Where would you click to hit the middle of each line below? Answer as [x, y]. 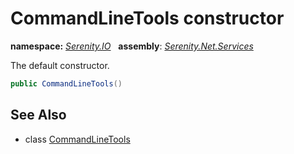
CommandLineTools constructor [147, 18]
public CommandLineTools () [66, 83]
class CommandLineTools [77, 139]
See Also [38, 115]
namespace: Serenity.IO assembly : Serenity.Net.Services [132, 46]
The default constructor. [60, 65]
